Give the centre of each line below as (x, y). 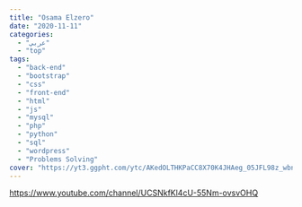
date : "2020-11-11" (46, 26)
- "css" (32, 84)
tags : (19, 59)
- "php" (32, 126)
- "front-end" (44, 92)
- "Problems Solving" (58, 159)
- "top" (32, 51)
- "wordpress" (44, 151)
